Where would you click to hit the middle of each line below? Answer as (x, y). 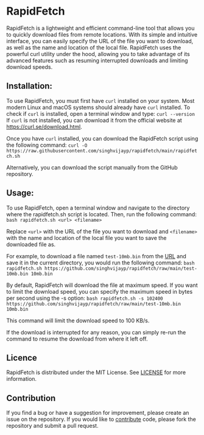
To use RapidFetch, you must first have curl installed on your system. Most (100, 101)
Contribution (31, 398)
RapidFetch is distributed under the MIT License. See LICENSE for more (96, 372)
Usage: (20, 193)
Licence (22, 358)
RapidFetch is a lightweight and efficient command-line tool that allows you (100, 28)
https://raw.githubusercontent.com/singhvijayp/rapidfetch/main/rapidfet (102, 150)
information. (22, 379)
